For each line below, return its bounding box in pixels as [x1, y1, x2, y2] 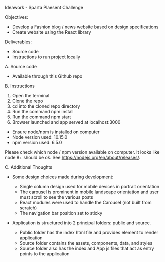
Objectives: [5, 14, 28, 20]
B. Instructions [5, 83, 35, 89]
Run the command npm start [12, 114, 71, 120]
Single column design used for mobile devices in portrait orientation [19, 184, 160, 189]
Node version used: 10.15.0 [12, 134, 68, 140]
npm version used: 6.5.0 [12, 140, 62, 145]
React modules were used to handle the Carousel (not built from [19, 200, 152, 205]
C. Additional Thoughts [5, 164, 52, 170]
